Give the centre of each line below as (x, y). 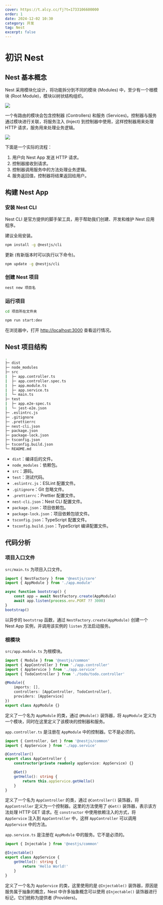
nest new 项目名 (20, 288)
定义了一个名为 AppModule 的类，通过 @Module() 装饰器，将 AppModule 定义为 (81, 715)
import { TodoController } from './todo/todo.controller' (65, 674)
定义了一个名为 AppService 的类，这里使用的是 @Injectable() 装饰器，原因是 (81, 885)
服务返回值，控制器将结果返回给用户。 (50, 175)
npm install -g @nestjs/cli (34, 245)
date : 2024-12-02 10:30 (29, 18)
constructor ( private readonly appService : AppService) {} (74, 763)
